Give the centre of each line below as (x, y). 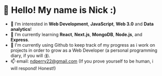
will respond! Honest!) (33, 68)
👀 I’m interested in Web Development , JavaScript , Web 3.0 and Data (82, 24)
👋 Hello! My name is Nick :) (60, 10)
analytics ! (21, 29)
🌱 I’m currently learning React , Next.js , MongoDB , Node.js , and (76, 34)
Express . (20, 40)
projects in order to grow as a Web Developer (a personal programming (84, 50)
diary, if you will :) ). (30, 55)
